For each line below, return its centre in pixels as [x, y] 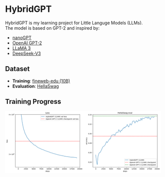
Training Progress [33, 102]
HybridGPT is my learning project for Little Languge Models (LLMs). [74, 23]
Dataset [18, 69]
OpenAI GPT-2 [27, 43]
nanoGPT [22, 38]
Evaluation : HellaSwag [36, 86]
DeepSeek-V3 [26, 53]
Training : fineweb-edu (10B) [41, 81]
